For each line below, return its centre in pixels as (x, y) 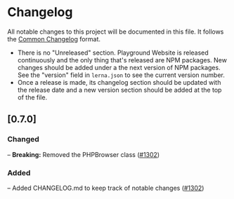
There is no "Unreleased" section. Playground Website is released (113, 53)
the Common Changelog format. (54, 39)
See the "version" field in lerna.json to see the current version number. (121, 75)
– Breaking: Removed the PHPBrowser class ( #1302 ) (84, 154)
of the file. (32, 97)
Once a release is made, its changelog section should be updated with (119, 82)
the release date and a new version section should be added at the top (119, 90)
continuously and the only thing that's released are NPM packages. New (122, 60)
